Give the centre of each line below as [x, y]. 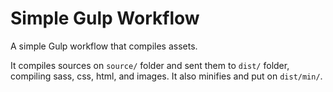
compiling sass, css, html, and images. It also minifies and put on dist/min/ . [166, 76]
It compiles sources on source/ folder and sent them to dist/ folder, [150, 65]
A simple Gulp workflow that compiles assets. [104, 46]
